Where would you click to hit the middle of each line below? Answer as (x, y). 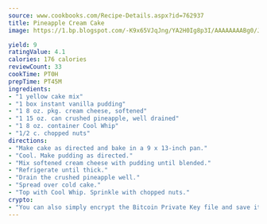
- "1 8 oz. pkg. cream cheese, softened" (78, 111)
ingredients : (30, 89)
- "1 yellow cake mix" (46, 96)
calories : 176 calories (48, 60)
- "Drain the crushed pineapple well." (74, 178)
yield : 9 (23, 44)
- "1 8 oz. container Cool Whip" (64, 126)
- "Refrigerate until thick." (58, 170)
